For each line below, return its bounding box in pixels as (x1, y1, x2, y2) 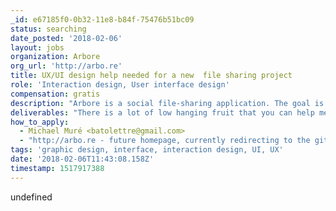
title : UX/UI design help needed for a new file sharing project (10, 71, 293, 81)
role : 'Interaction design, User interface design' (10, 80, 230, 90)
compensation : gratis (10, 89, 101, 99)
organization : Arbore (10, 52, 101, 62)
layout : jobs (10, 42, 65, 53)
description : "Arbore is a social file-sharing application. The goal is (10, 98, 325, 108)
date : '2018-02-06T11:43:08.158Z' (10, 154, 155, 164)
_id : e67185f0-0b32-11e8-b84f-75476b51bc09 (10, 14, 195, 25)
